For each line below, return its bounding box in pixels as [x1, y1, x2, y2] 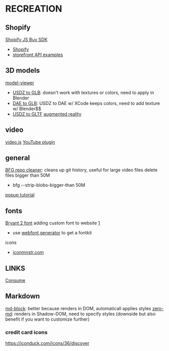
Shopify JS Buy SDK [5, 36, 48, 42]
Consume [5, 277, 25, 283]
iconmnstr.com [12, 249, 44, 256]
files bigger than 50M [5, 172, 50, 178]
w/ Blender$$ [12, 106, 41, 112]
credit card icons [5, 329, 48, 336]
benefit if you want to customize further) [5, 316, 90, 322]
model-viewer [5, 79, 34, 86]
